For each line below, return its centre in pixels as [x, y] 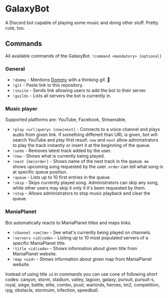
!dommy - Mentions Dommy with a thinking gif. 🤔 [61, 80]
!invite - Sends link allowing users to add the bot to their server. [79, 90]
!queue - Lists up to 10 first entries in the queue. [62, 177]
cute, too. [15, 28]
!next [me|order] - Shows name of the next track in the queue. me [81, 162]
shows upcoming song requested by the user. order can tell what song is [88, 167]
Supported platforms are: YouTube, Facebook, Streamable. [66, 120]
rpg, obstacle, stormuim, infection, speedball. [52, 290]
